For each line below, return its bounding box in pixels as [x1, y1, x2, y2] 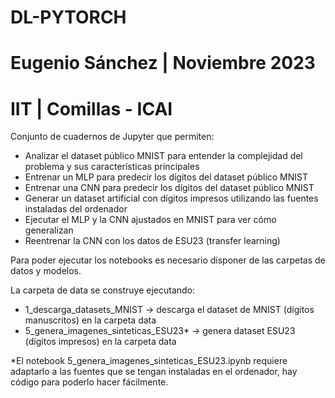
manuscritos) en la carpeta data [24, 314, 157, 326]
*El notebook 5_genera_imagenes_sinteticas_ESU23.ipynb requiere [10, 355, 288, 367]
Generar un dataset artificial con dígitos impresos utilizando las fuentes [24, 192, 319, 205]
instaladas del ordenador [24, 203, 128, 215]
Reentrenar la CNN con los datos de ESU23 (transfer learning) [24, 235, 281, 247]
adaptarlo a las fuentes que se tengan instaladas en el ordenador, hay [10, 366, 298, 378]
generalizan [24, 224, 74, 236]
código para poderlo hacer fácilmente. [10, 376, 169, 388]
